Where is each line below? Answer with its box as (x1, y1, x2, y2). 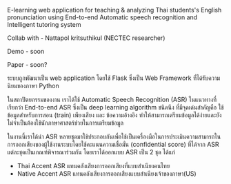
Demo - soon (7, 48, 45, 55)
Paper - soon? (7, 61, 48, 68)
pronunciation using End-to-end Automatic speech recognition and (7, 13, 198, 21)
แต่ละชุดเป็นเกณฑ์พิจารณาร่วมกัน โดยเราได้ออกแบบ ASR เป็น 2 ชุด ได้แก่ (7, 148, 176, 156)
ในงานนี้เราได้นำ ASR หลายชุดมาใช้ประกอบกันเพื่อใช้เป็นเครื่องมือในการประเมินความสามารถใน (7, 132, 221, 141)
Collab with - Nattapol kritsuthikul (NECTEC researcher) (7, 34, 165, 42)
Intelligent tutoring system (7, 21, 81, 28)
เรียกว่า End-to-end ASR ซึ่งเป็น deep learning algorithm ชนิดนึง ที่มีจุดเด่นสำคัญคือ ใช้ (7, 103, 224, 111)
